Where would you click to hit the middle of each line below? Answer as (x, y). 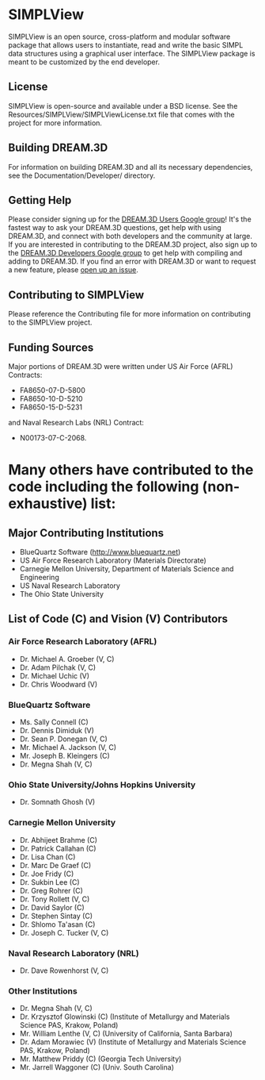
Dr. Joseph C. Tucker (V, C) (64, 932)
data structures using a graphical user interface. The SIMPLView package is (132, 53)
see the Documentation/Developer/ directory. (82, 175)
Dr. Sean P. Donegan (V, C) (64, 739)
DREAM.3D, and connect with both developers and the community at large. (131, 236)
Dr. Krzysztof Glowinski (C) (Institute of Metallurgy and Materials (125, 1017)
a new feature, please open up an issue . (73, 270)
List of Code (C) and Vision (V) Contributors (118, 619)
